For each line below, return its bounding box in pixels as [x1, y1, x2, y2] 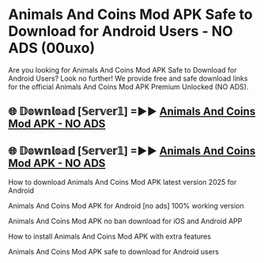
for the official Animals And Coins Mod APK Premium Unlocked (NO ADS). [8, 81, 249, 92]
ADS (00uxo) [8, 39, 96, 57]
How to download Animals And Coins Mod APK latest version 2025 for [8, 178, 237, 187]
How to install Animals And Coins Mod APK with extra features [8, 231, 212, 242]
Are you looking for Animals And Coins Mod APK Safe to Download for [8, 65, 237, 74]
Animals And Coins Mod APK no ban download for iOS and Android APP [8, 216, 243, 226]
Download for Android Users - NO [8, 22, 233, 40]
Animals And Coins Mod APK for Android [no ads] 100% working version [8, 201, 244, 211]
